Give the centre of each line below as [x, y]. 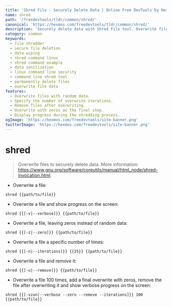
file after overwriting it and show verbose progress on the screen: [82, 285]
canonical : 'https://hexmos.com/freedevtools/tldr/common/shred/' [78, 24]
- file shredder [27, 44]
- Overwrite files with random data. [50, 96]
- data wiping [25, 53]
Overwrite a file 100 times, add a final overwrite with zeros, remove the [87, 280]
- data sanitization [32, 67]
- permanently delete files [40, 82]
